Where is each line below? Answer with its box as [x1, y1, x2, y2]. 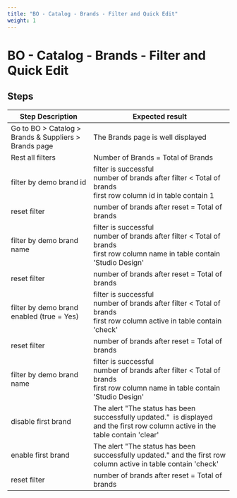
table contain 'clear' [93, 429, 159, 439]
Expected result [133, 111, 187, 121]
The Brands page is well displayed [93, 132, 207, 142]
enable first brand [11, 450, 70, 460]
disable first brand [11, 416, 72, 426]
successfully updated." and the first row [93, 450, 226, 460]
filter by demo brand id [11, 177, 87, 187]
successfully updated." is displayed [93, 412, 213, 422]
